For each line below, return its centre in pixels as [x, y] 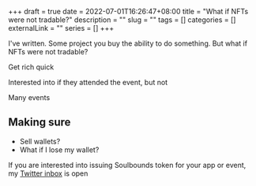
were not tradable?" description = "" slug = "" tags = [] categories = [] [122, 20]
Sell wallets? [40, 141]
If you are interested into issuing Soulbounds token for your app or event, [127, 165]
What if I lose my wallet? [59, 150]
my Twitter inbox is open [48, 173]
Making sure [40, 123]
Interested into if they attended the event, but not [88, 82]
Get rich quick [31, 67]
